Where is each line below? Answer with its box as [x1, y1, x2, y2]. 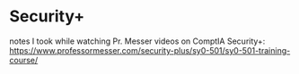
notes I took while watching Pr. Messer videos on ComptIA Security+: [9, 36, 266, 46]
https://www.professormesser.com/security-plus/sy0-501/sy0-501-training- [9, 45, 291, 55]
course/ [9, 54, 39, 65]
